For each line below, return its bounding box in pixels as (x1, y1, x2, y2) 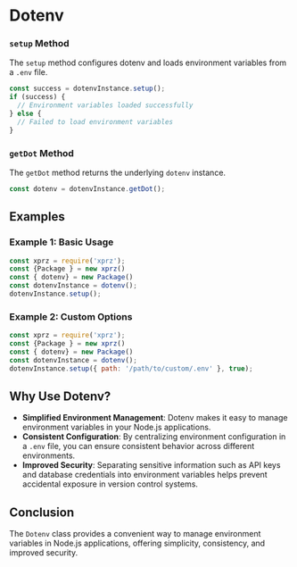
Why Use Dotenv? (9, 389, 111, 404)
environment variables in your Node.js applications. (21, 421, 211, 433)
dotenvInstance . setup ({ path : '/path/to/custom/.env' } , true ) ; (9, 363, 253, 373)
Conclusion (9, 504, 75, 520)
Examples (9, 209, 65, 224)
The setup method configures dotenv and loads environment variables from (9, 57, 287, 68)
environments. (21, 450, 76, 461)
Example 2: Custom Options (9, 310, 133, 322)
